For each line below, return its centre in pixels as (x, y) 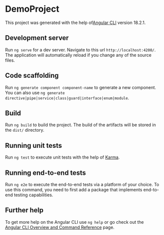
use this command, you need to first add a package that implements (74, 190)
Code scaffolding (32, 76)
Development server (37, 38)
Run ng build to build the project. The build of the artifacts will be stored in (81, 125)
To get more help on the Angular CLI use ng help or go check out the (74, 222)
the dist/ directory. (25, 130)
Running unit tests (34, 145)
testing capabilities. (34, 195)
